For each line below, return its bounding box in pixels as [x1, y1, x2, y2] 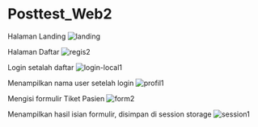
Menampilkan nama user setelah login [7, 78, 134, 88]
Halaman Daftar [7, 47, 60, 56]
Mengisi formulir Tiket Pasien [7, 93, 105, 103]
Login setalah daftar [7, 62, 74, 72]
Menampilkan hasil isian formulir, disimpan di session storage [7, 109, 212, 119]
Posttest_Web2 [7, 5, 112, 23]
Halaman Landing [7, 31, 66, 41]
